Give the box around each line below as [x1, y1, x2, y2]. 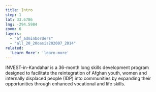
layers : [5, 31, 22, 36]
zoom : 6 [5, 27, 22, 32]
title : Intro [5, 7, 33, 13]
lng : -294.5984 [5, 21, 38, 27]
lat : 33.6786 [5, 17, 33, 22]
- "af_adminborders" [10, 36, 53, 41]
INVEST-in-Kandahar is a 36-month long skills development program [5, 64, 149, 71]
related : [5, 45, 24, 51]
